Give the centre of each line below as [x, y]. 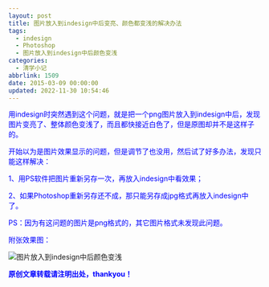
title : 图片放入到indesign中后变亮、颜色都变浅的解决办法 [95, 23]
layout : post [30, 16]
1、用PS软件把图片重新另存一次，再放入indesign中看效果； [106, 178]
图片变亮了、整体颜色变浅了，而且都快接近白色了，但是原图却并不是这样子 [131, 125]
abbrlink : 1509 [34, 76]
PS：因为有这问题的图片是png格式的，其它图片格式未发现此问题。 [118, 223]
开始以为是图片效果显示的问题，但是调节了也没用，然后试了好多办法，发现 [131, 152]
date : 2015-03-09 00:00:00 [53, 83]
